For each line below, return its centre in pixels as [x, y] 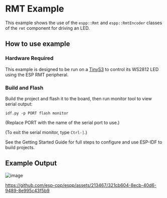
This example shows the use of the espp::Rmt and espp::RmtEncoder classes [84, 23]
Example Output [31, 163]
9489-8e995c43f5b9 [27, 190]
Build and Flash [24, 88]
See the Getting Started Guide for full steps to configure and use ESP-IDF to [84, 142]
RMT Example [35, 9]
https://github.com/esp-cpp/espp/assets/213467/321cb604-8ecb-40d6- [81, 185]
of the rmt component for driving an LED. [48, 28]
